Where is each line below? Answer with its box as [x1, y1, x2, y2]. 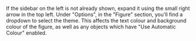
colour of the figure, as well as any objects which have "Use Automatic [6, 23, 176, 30]
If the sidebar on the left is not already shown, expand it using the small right [6, 5, 190, 12]
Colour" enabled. [6, 29, 47, 36]
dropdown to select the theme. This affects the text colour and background [6, 17, 187, 24]
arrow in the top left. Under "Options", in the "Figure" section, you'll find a [6, 11, 183, 18]
